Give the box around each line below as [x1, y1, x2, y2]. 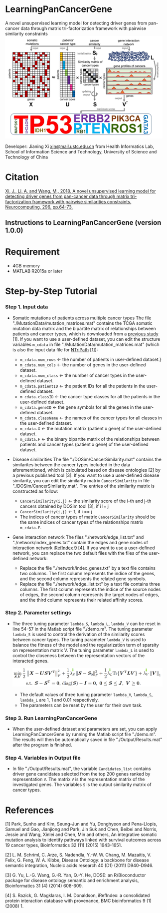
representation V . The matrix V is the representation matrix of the [12, 776, 145, 783]
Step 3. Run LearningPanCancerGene [5, 715, 97, 722]
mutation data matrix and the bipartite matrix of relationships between [12, 325, 156, 331]
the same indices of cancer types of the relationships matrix [19, 519, 144, 525]
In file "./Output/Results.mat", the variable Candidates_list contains [12, 766, 151, 772]
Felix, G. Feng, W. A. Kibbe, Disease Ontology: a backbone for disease [5, 857, 150, 863]
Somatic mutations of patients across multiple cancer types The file [12, 315, 152, 321]
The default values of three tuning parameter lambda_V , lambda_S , [19, 691, 153, 698]
